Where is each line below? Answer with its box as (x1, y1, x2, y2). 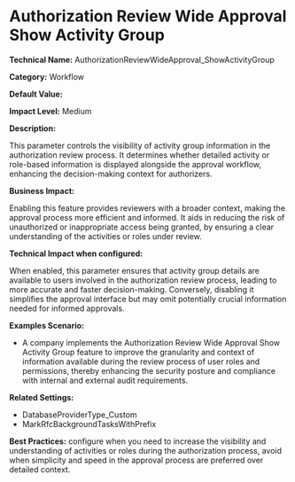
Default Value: (9, 89, 64, 99)
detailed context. (9, 463, 71, 475)
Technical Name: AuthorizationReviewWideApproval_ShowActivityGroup (9, 54, 275, 65)
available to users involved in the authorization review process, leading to (9, 275, 277, 285)
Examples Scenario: (9, 320, 85, 330)
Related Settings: (9, 392, 74, 402)
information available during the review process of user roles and (21, 356, 260, 367)
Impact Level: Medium (9, 105, 92, 116)
